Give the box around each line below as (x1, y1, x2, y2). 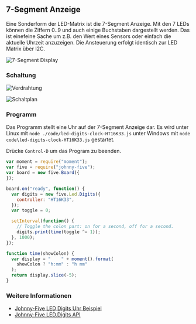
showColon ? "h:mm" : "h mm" (16, 261, 88, 267)
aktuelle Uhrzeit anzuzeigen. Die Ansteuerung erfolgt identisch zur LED (6, 39, 178, 46)
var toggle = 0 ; (11, 207, 51, 213)
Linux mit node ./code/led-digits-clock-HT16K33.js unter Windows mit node (6, 130, 190, 137)
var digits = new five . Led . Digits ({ (11, 191, 101, 197)
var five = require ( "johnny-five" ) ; (6, 164, 95, 170)
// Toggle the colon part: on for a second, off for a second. (16, 224, 174, 230)
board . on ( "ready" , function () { (6, 186, 85, 192)
